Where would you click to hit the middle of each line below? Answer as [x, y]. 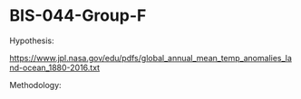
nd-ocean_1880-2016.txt [55, 67]
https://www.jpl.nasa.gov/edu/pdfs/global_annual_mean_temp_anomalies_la [151, 58]
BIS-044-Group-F [78, 16]
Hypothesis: [32, 40]
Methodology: [35, 85]
